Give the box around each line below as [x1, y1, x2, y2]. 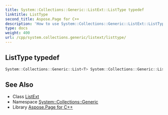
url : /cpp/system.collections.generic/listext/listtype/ [5, 35, 126, 40]
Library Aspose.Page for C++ [12, 104, 73, 110]
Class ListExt [12, 94, 39, 100]
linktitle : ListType [5, 12, 48, 17]
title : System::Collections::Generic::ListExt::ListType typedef [5, 7, 144, 12]
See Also [5, 80, 33, 89]
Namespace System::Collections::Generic [12, 99, 98, 105]
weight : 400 [5, 30, 30, 35]
